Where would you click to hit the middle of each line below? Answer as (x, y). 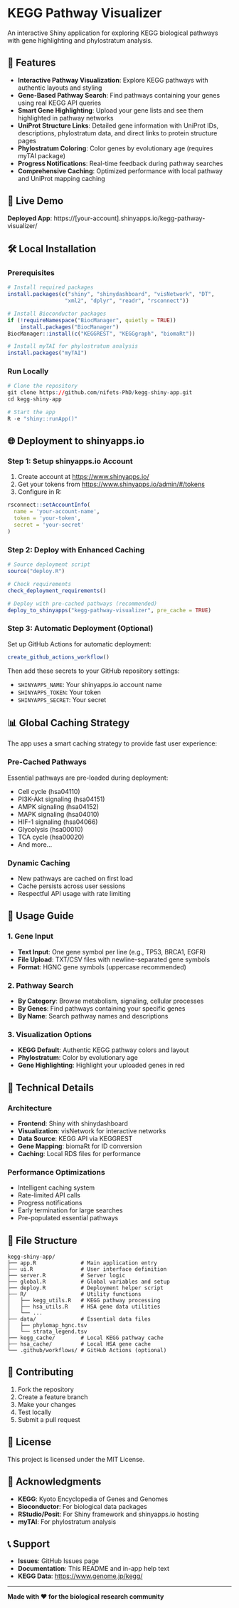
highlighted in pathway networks (65, 118)
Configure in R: (39, 492)
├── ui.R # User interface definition (87, 1269)
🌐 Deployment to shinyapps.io (76, 441)
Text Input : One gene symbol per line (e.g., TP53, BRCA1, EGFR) (112, 952)
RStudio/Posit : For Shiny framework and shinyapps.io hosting (108, 1514)
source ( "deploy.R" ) (36, 572)
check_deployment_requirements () (57, 591)
